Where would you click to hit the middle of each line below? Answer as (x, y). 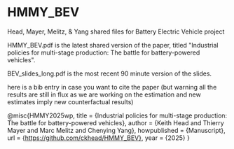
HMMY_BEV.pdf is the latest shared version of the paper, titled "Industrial (113, 45)
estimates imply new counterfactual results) (70, 101)
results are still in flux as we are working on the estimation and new (104, 94)
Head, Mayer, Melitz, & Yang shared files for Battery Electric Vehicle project (116, 31)
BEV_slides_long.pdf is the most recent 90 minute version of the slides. (110, 73)
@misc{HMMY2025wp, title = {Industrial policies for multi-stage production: (117, 115)
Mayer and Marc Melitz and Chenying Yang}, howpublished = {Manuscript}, (116, 130)
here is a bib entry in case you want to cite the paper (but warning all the (112, 87)
